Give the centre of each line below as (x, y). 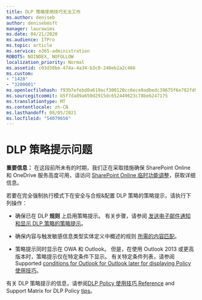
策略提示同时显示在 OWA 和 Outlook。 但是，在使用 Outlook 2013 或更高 (104, 249)
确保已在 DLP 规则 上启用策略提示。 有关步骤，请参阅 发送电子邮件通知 (103, 216)
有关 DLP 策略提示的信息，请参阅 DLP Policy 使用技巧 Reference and (90, 283)
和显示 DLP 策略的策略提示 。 (50, 223)
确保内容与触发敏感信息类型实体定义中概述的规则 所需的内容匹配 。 (97, 236)
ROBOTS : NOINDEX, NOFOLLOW (40, 57)
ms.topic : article (29, 46)
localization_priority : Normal (45, 62)
